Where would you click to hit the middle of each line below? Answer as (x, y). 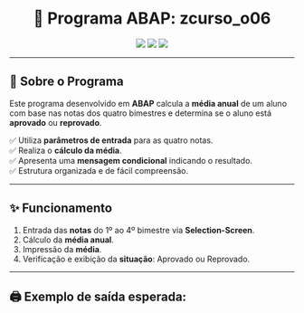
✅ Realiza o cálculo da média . (66, 150)
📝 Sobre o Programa (66, 82)
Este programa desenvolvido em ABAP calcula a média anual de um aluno (148, 103)
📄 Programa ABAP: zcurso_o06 (152, 19)
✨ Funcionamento (61, 209)
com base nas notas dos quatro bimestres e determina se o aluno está (141, 113)
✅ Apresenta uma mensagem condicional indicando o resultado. (131, 160)
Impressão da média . (62, 249)
